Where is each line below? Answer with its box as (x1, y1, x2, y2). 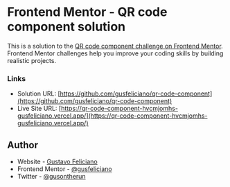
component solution (7, 19, 126, 35)
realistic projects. (7, 56, 57, 64)
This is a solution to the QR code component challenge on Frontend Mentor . (7, 42, 223, 50)
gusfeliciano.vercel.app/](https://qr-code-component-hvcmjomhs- (17, 112, 208, 120)
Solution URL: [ (17, 89, 60, 98)
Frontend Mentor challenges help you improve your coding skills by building (7, 49, 224, 57)
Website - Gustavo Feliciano (17, 157, 98, 166)
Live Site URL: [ (17, 105, 62, 113)
